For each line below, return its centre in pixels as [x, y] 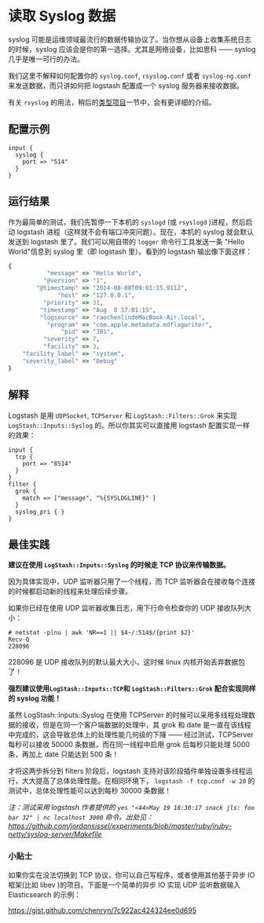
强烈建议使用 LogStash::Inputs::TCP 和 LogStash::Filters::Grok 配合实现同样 [132, 689]
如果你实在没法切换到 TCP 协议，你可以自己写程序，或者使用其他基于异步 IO [132, 875]
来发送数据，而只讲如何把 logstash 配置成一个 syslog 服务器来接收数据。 [126, 85]
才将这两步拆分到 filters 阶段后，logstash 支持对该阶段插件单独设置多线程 [127, 771]
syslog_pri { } [40, 511]
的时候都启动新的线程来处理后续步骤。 [70, 592]
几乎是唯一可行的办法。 [46, 59]
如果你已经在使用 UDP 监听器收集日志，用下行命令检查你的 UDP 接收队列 [126, 608]
